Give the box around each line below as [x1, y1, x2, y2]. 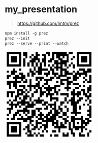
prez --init [5, 35, 30, 41]
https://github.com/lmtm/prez [17, 20, 79, 26]
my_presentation [5, 4, 77, 15]
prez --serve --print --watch [5, 41, 69, 46]
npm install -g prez [5, 30, 49, 36]
